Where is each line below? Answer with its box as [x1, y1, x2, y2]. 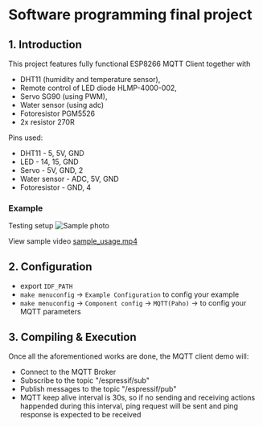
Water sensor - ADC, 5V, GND [19, 174, 119, 183]
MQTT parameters [19, 307, 82, 317]
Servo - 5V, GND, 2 [19, 166, 84, 174]
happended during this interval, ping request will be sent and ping [19, 400, 239, 411]
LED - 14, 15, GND [19, 157, 79, 166]
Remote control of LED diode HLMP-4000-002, [19, 83, 177, 92]
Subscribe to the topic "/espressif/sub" [19, 376, 150, 385]
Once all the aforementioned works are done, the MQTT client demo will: [8, 351, 249, 361]
